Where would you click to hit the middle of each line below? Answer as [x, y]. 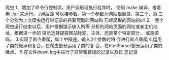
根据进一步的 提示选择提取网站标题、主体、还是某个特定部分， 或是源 [86, 33]
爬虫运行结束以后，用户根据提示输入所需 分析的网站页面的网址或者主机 [79, 26]
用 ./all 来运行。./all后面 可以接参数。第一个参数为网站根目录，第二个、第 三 [84, 14]
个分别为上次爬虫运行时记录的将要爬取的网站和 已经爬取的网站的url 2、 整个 [84, 20]
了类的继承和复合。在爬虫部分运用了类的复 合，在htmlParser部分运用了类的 [84, 46]
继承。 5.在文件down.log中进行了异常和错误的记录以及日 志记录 [72, 52]
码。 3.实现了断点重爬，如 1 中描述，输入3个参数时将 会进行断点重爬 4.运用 [83, 39]
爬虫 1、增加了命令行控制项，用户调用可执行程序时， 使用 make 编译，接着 [83, 7]
